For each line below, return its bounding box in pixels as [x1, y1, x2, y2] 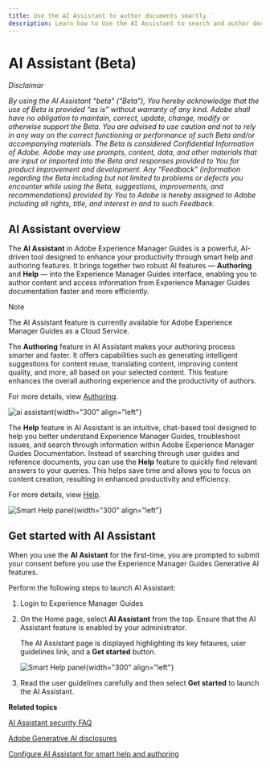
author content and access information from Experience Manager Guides [8, 278, 251, 288]
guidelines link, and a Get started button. [19, 647, 157, 657]
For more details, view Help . [8, 490, 101, 500]
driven [8, 252, 30, 262]
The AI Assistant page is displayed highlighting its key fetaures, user [19, 638, 247, 649]
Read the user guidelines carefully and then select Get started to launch [19, 678, 260, 688]
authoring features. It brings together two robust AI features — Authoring [8, 261, 252, 271]
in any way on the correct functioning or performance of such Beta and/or [8, 131, 256, 140]
